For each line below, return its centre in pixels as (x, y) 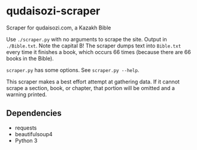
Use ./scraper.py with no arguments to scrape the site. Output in (87, 39)
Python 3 (26, 140)
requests (26, 128)
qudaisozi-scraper (53, 11)
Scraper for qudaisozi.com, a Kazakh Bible (59, 28)
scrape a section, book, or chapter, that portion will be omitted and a (91, 88)
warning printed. (27, 94)
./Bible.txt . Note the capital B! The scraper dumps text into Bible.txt (94, 46)
